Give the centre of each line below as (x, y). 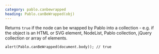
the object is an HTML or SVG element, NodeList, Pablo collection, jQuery (78, 33)
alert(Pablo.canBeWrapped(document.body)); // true (58, 47)
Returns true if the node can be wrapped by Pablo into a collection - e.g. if (79, 27)
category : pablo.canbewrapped (36, 9)
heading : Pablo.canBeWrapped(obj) (40, 14)
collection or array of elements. (36, 38)
